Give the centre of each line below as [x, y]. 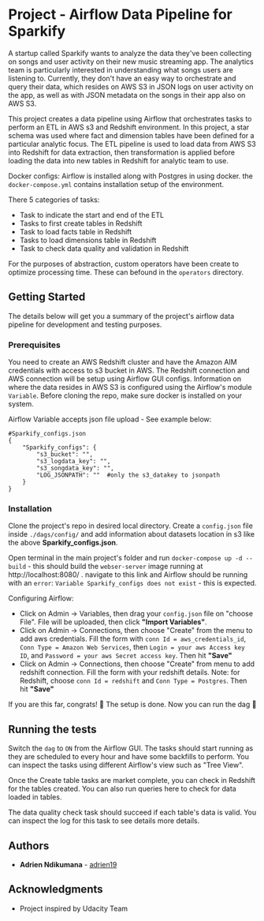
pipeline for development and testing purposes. [85, 324]
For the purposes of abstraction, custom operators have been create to [123, 264]
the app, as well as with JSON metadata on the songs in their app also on [127, 95]
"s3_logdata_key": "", [74, 462]
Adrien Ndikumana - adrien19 [68, 864]
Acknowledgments [56, 889]
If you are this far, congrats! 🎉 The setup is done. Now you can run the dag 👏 [132, 705]
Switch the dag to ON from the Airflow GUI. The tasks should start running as [131, 748]
